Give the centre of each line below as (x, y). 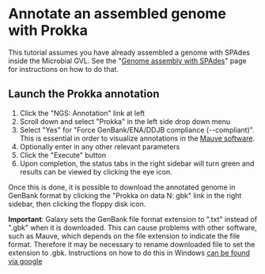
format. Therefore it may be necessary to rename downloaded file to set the (132, 244)
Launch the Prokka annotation (84, 94)
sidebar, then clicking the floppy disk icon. (77, 204)
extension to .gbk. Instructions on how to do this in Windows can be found (129, 253)
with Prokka (48, 30)
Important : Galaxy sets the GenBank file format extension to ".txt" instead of (133, 219)
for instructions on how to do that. (63, 69)
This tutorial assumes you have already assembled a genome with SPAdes (129, 52)
